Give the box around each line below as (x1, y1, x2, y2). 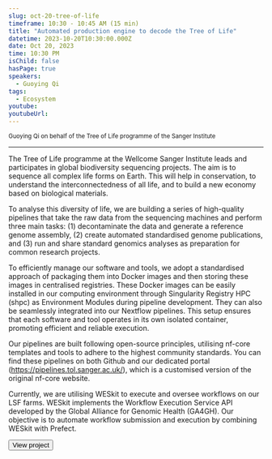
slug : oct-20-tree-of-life (8, 11, 100, 20)
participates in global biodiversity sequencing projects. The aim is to (8, 163, 236, 172)
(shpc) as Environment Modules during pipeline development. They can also (8, 298, 263, 307)
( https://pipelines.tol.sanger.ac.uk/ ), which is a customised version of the (8, 365, 252, 374)
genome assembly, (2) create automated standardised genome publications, (8, 230, 263, 239)
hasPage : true (8, 65, 57, 73)
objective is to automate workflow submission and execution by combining (8, 415, 257, 424)
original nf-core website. (8, 374, 91, 383)
